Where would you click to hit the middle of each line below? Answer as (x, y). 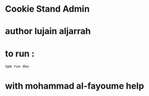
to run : (20, 53)
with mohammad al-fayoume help (75, 86)
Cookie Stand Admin (47, 9)
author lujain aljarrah (48, 31)
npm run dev (17, 67)
